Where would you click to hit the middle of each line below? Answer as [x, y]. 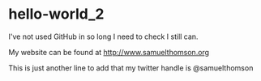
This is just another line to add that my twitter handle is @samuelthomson [131, 68]
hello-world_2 [56, 14]
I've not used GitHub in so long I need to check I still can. [103, 36]
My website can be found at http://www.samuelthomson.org [109, 52]
